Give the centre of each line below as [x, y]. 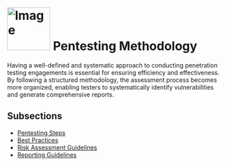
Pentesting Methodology [125, 46]
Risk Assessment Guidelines [57, 147]
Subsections [35, 116]
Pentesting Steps [41, 133]
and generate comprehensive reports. [61, 94]
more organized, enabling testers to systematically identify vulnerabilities [111, 87]
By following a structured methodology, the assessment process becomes [112, 80]
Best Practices [37, 140]
